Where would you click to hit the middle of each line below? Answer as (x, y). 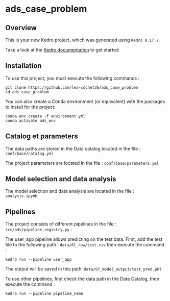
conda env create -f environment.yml (45, 116)
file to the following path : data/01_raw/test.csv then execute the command (85, 245)
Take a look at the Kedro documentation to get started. (63, 50)
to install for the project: (30, 107)
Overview (21, 28)
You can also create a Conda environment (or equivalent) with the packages (85, 101)
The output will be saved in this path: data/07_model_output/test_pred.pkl (83, 269)
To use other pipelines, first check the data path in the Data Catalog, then (82, 279)
